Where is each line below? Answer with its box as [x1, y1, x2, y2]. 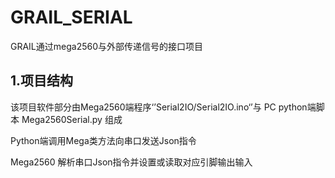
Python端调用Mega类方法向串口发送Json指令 [10, 134, 197, 146]
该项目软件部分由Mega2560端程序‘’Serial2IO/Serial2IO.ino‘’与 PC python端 [10, 101, 317, 113]
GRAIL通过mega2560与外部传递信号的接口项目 [10, 40, 204, 52]
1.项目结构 [10, 72, 74, 90]
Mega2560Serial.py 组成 [21, 113, 123, 125]
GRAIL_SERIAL [10, 6, 133, 29]
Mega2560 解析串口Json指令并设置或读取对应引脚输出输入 [10, 156, 253, 168]
